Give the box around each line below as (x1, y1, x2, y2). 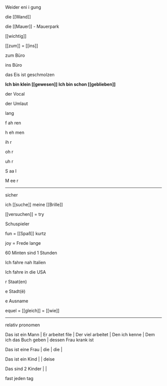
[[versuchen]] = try (5, 211, 44, 217)
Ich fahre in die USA (5, 269, 46, 275)
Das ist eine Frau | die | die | (5, 347, 63, 352)
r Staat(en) (5, 279, 27, 285)
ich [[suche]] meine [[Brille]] (5, 201, 63, 207)
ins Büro (5, 62, 22, 68)
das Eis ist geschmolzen (5, 72, 55, 78)
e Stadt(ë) (5, 289, 26, 294)
